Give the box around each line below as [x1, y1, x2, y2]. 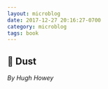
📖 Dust [7, 55, 37, 67]
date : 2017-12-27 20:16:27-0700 [7, 17, 101, 24]
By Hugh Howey [7, 74, 54, 82]
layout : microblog [7, 10, 61, 17]
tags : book [7, 29, 39, 37]
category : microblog [7, 23, 68, 30]
